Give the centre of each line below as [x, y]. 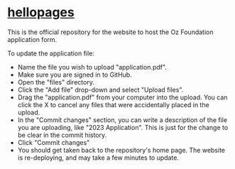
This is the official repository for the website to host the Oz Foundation [110, 32]
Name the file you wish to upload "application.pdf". [92, 67]
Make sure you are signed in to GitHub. [75, 75]
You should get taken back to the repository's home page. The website [121, 150]
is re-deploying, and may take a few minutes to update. [98, 158]
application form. [32, 39]
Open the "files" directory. [56, 82]
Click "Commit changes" [54, 142]
